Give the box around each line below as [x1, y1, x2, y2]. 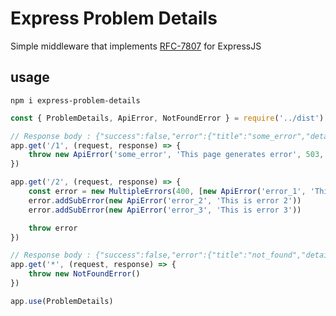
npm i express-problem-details [10, 95, 141, 106]
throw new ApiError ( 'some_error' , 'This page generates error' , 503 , [28, 150, 325, 160]
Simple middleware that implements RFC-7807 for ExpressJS [10, 40, 262, 52]
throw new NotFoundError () [28, 269, 141, 279]
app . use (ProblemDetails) [10, 296, 114, 306]
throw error [28, 223, 78, 233]
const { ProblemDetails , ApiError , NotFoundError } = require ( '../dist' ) [10, 113, 325, 123]
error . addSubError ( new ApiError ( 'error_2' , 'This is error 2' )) [28, 195, 302, 206]
